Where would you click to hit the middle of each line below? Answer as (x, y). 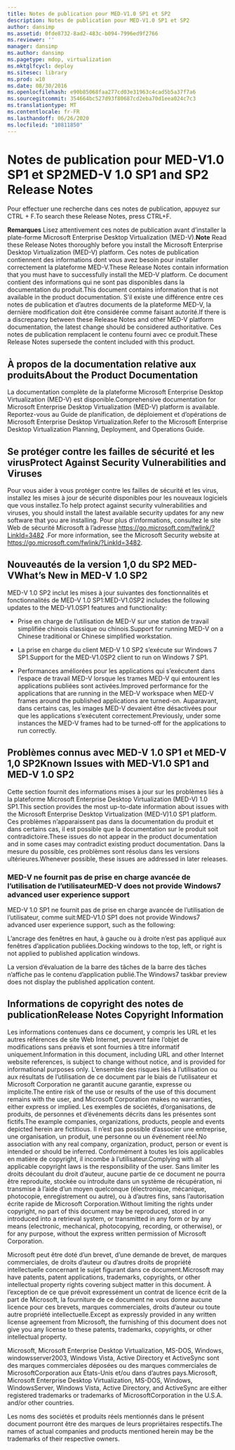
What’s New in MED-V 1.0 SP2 (81, 576)
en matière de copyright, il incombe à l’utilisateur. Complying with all (105, 1159)
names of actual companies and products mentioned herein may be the (110, 1431)
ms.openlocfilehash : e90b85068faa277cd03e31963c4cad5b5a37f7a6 (102, 92)
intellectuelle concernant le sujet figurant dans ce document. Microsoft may (116, 1269)
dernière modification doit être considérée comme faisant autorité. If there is (117, 312)
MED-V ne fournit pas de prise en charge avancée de (99, 877)
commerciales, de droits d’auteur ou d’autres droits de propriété (99, 1262)
